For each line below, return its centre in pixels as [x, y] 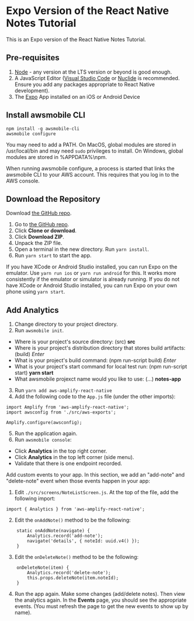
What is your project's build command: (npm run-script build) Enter [95, 360]
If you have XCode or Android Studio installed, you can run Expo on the [92, 267]
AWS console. [23, 181]
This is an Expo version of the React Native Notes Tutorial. [76, 39]
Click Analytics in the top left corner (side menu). [74, 457]
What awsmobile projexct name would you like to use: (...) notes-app [98, 379]
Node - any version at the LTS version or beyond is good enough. [93, 72]
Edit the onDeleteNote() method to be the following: [77, 557]
